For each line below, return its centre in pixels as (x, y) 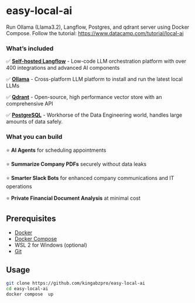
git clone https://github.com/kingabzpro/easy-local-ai (76, 283)
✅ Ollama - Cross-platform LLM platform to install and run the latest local (95, 79)
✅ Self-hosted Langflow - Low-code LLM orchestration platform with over (96, 61)
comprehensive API (30, 104)
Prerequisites (31, 218)
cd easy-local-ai (27, 289)
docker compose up (30, 294)
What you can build (34, 137)
